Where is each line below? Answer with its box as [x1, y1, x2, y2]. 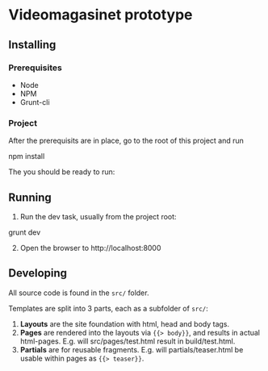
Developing [8, 266, 67, 280]
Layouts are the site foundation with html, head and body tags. [19, 319, 230, 328]
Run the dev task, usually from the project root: [19, 211, 177, 221]
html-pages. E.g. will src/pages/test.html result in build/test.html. [19, 336, 236, 346]
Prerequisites [8, 62, 62, 73]
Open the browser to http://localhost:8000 [19, 243, 161, 252]
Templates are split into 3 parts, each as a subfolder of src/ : [8, 303, 208, 313]
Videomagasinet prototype [8, 6, 193, 24]
